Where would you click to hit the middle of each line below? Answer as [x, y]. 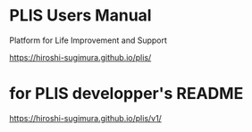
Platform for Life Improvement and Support [88, 40]
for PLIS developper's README [126, 94]
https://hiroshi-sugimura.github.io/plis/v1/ [86, 118]
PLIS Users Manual [80, 16]
